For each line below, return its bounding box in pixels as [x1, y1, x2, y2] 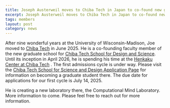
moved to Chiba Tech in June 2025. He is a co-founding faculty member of [5, 45, 162, 51]
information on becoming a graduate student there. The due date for [5, 72, 148, 78]
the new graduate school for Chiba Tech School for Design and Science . [5, 51, 156, 57]
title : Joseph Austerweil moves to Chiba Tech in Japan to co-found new [5, 7, 162, 13]
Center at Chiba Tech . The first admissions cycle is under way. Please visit [5, 62, 162, 68]
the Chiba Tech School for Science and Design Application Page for [5, 67, 146, 73]
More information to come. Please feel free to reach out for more [5, 93, 140, 99]
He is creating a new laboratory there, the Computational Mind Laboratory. [5, 87, 160, 93]
